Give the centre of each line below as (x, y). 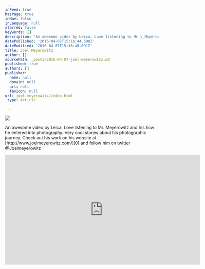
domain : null (23, 82)
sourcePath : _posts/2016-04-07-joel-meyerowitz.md (57, 59)
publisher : (16, 73)
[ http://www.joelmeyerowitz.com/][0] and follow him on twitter (68, 143)
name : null (20, 77)
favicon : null (24, 91)
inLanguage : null (23, 23)
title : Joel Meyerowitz (29, 50)
